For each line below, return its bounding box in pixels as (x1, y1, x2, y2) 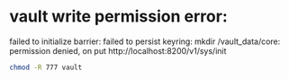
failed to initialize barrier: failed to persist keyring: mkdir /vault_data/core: (9, 36, 281, 47)
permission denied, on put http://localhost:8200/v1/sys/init (9, 45, 227, 56)
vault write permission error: (9, 6, 228, 27)
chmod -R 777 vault (9, 63, 83, 72)
